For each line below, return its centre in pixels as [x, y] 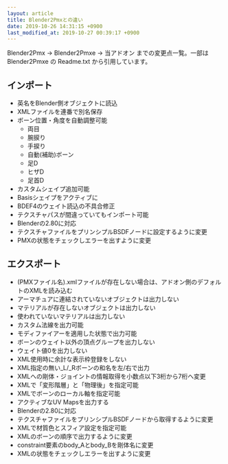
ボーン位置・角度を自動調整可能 [62, 120]
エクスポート [34, 264]
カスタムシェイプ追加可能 [53, 189]
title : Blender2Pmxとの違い [45, 20]
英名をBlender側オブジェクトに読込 [67, 103]
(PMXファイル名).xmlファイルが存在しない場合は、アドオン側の [107, 281]
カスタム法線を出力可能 [50, 325]
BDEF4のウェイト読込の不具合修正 [66, 206]
